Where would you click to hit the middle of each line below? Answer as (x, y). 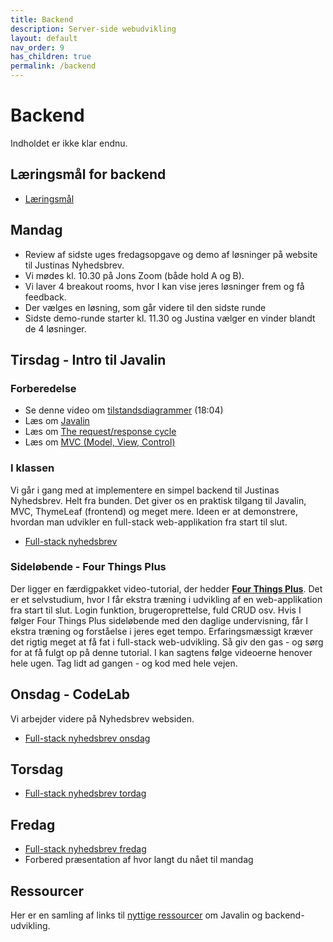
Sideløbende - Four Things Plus (88, 567)
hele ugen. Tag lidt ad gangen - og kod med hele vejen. (124, 663)
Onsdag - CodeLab (70, 694)
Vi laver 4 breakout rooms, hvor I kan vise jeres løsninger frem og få (164, 286)
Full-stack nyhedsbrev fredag (85, 849)
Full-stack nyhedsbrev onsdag (87, 738)
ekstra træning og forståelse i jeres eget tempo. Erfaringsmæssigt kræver (161, 631)
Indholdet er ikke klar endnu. (69, 143)
